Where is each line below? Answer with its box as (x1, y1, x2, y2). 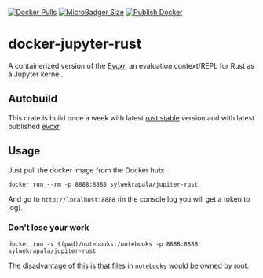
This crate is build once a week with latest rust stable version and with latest (8, 113, 255, 122)
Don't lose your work (8, 222, 89, 233)
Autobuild (8, 92, 58, 106)
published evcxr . (8, 121, 61, 131)
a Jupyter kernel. (8, 69, 64, 79)
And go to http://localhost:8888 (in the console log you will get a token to (8, 194, 250, 204)
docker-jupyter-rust (8, 35, 142, 53)
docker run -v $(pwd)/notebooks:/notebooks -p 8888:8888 (8, 240, 199, 248)
